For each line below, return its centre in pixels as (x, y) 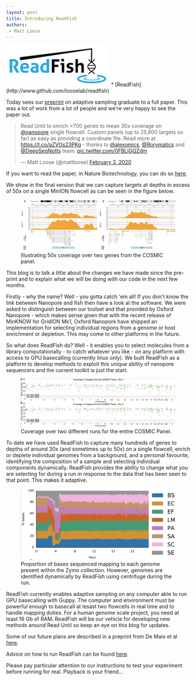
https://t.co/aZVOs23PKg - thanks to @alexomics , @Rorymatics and (102, 145)
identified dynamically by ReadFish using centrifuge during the (96, 576)
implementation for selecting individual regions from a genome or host (91, 328)
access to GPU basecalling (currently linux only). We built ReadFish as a (93, 358)
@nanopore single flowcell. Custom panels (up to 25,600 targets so (102, 132)
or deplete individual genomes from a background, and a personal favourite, (98, 455)
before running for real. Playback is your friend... (65, 672)
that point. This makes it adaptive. (47, 480)
